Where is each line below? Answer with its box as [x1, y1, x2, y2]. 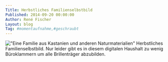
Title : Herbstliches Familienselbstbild [5, 7, 93, 13]
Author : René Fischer [5, 17, 52, 22]
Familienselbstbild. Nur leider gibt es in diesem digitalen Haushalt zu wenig [5, 46, 163, 52]
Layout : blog [5, 21, 33, 27]
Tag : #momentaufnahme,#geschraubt [5, 26, 79, 32]
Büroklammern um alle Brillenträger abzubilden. [5, 51, 106, 57]
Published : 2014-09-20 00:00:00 [5, 12, 74, 17]
